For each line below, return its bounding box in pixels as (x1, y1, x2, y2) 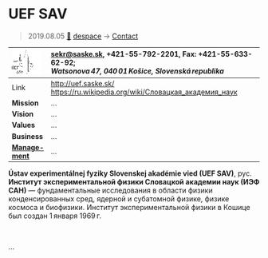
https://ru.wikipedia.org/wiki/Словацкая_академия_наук (50, 87, 238, 97)
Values (11, 121, 36, 130)
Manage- (11, 142, 45, 152)
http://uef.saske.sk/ (50, 78, 115, 88)
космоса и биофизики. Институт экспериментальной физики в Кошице (8, 203, 250, 212)
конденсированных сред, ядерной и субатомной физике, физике (8, 194, 230, 204)
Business (11, 131, 44, 141)
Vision (11, 109, 34, 119)
